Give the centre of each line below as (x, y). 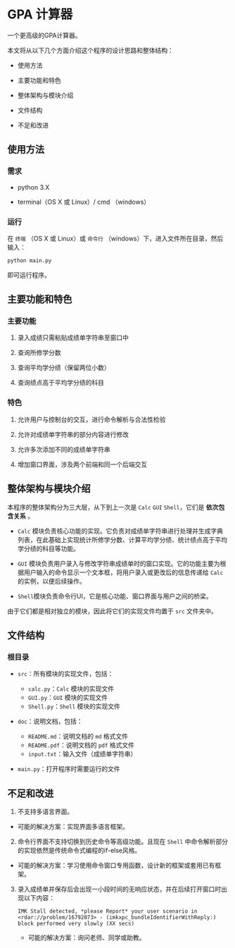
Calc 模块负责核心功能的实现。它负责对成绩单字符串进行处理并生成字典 (120, 531)
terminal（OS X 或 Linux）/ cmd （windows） (84, 202)
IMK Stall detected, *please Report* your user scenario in (107, 911)
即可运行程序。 (29, 275)
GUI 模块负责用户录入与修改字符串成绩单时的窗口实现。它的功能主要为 (119, 563)
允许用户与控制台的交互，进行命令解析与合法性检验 (91, 419)
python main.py (30, 260)
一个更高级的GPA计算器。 (45, 35)
